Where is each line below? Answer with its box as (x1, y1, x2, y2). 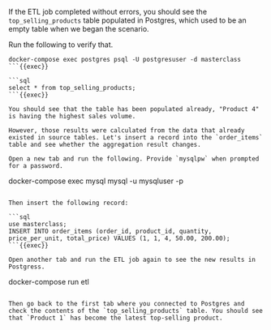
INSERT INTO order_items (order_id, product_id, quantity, (8, 227, 213, 235)
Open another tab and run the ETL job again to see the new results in (8, 255, 256, 264)
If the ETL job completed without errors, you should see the (8, 7, 208, 16)
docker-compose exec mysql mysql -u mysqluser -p (8, 176, 184, 186)
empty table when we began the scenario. (8, 24, 149, 33)
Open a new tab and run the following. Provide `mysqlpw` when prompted (8, 155, 260, 163)
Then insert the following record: (8, 199, 129, 207)
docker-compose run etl (8, 277, 89, 286)
